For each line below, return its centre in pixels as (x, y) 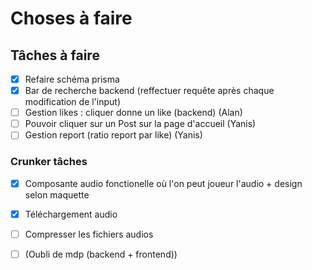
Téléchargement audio (71, 214)
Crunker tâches (49, 162)
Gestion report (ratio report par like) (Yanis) (113, 135)
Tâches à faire (55, 55)
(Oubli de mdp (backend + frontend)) (101, 254)
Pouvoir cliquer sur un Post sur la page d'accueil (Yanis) (140, 124)
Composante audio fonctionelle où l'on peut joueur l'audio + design (163, 183)
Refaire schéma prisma (72, 79)
